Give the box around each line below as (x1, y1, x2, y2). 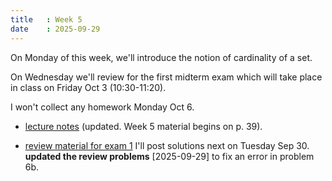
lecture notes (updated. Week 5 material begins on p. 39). (24, 120, 263, 132)
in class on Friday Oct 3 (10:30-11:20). (10, 81, 167, 93)
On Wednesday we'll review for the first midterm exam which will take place (10, 71, 323, 83)
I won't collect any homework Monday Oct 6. (10, 101, 195, 113)
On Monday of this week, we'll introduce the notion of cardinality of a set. (10, 51, 313, 63)
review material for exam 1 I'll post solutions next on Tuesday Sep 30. (24, 139, 310, 151)
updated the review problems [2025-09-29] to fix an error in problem (24, 150, 315, 162)
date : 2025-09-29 (10, 24, 101, 34)
